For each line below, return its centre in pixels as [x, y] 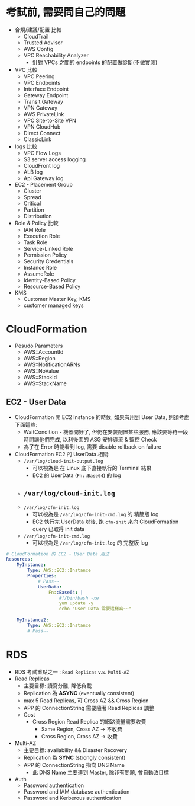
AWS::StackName [45, 383]
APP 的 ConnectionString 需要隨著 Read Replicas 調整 [89, 708]
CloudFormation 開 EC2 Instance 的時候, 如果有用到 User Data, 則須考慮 [102, 417]
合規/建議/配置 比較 [38, 30]
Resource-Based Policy [52, 286]
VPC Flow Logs [42, 153]
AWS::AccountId [43, 352]
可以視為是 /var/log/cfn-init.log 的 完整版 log [90, 542]
